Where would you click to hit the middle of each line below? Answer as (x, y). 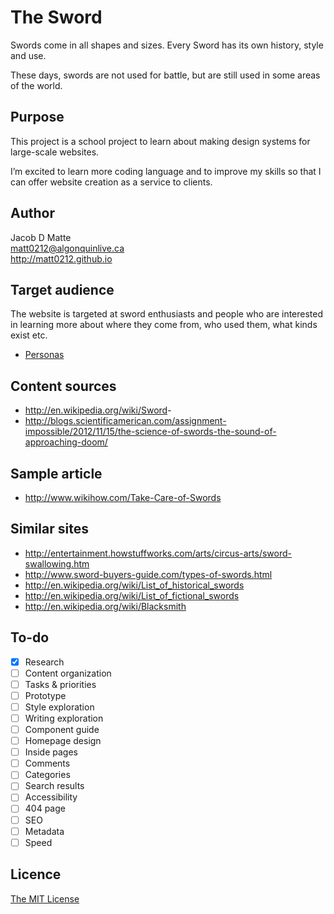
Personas (44, 355)
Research (44, 662)
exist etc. (29, 335)
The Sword (56, 17)
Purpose (37, 117)
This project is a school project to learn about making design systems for (160, 141)
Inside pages (51, 752)
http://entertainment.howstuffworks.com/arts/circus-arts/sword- (158, 553)
